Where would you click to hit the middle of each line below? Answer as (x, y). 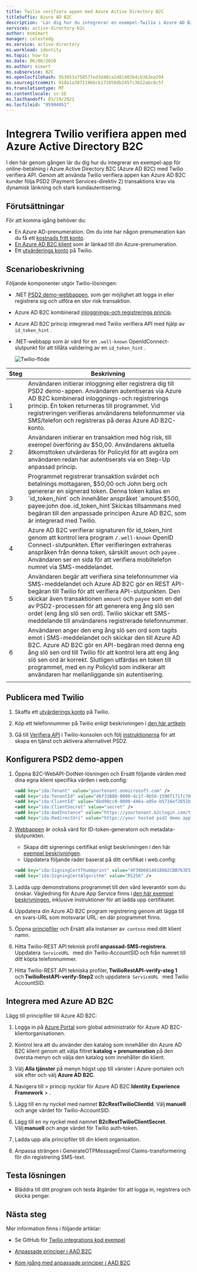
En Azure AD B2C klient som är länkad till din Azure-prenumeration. (96, 245)
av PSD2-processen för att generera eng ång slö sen (101, 606)
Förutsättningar (35, 206)
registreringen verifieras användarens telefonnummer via (106, 413)
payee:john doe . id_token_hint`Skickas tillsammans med (104, 506)
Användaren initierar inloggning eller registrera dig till (101, 384)
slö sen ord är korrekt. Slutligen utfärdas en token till (100, 660)
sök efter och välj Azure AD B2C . (55, 1075)
